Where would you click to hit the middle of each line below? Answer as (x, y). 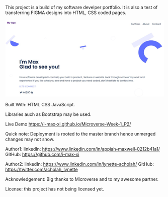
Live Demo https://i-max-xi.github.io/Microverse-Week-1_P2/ (68, 124)
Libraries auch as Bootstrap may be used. (48, 114)
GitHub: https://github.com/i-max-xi (42, 154)
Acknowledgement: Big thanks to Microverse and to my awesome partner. (82, 179)
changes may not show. (30, 139)
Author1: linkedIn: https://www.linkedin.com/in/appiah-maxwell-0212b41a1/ (82, 149)
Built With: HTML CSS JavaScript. (40, 104)
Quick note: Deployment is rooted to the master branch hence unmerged (80, 134)
